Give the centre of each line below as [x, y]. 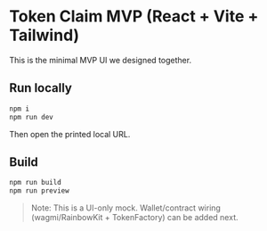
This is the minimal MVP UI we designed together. [101, 60]
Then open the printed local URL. [70, 134]
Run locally [41, 88]
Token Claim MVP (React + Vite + [134, 16]
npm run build [36, 183]
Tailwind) [44, 35]
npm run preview [39, 191]
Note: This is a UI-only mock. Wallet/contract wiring [125, 208]
